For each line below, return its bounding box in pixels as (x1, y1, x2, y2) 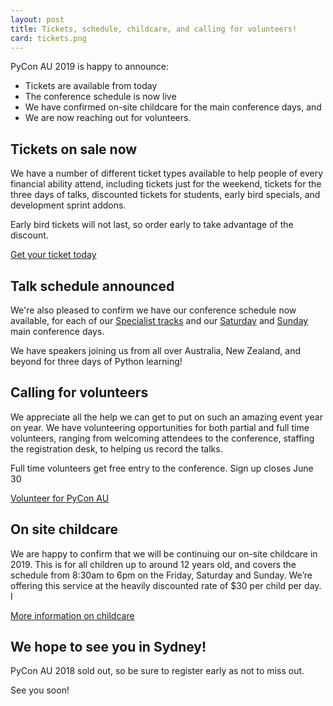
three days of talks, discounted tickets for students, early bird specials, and (10, 189, 321, 201)
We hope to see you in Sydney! (10, 639, 207, 656)
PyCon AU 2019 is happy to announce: (10, 61, 169, 73)
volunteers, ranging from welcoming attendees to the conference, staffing (10, 432, 315, 444)
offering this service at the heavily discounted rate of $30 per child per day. (10, 579, 322, 591)
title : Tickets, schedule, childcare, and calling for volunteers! (10, 24, 298, 34)
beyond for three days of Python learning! (10, 356, 183, 367)
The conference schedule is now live (24, 91, 177, 103)
